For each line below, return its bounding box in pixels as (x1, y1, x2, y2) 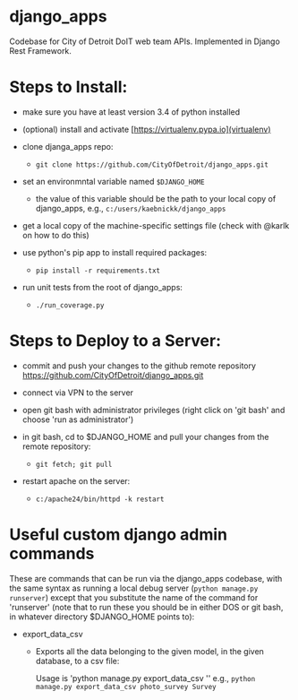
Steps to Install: (9, 77, 128, 98)
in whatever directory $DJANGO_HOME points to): (9, 611, 195, 622)
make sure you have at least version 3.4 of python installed (21, 106, 241, 117)
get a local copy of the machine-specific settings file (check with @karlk (21, 220, 290, 230)
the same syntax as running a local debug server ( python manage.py (9, 583, 259, 593)
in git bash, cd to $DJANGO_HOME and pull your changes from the (21, 431, 269, 442)
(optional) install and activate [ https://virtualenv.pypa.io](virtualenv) (21, 124, 271, 134)
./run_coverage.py (35, 300, 105, 310)
